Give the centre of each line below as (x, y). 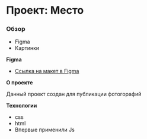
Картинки (27, 48)
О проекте (20, 83)
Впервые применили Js (45, 130)
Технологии (22, 106)
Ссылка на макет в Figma (47, 71)
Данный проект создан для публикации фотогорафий (74, 94)
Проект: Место (45, 10)
